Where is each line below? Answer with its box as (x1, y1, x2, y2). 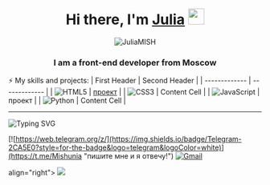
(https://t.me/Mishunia (8, 151, 83, 161)
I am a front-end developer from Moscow (53, 57, 217, 68)
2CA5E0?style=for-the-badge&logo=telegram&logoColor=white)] (8, 143, 225, 152)
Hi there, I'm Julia (65, 10, 186, 29)
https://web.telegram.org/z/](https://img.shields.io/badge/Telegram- (15, 135, 243, 144)
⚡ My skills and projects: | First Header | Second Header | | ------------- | (8, 76, 252, 86)
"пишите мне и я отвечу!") (84, 151, 174, 161)
